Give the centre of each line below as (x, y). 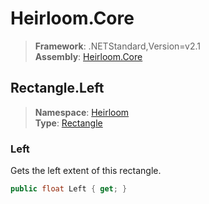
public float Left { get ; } (69, 189)
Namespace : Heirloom (82, 112)
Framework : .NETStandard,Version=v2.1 (117, 46)
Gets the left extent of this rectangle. (86, 171)
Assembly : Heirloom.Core (88, 56)
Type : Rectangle (68, 123)
